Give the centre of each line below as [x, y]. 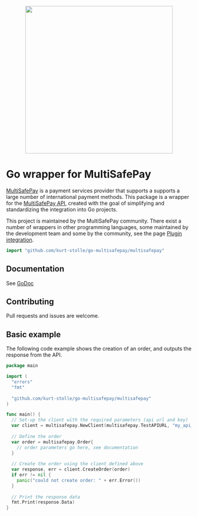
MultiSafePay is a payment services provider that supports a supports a [93, 190]
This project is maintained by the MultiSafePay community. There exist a [94, 221]
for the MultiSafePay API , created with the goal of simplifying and [85, 203]
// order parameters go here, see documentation [77, 448]
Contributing [30, 302]
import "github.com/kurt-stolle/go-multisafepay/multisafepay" [85, 250]
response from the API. [34, 355]
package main [22, 366]
